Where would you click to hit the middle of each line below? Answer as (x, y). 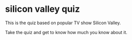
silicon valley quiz (43, 9)
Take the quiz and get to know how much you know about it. (66, 32)
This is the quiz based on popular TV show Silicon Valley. (63, 23)
